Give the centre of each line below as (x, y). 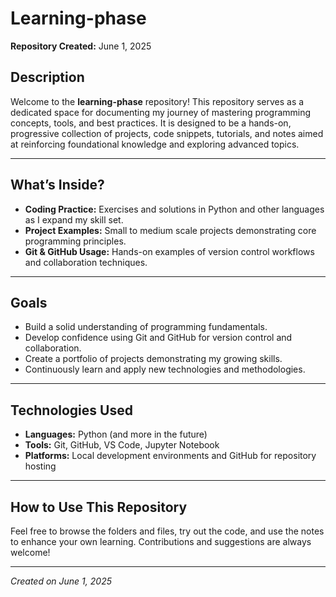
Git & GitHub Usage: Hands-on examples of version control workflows (169, 251)
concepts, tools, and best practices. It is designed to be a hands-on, (151, 123)
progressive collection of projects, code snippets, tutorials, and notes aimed (167, 133)
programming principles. (75, 241)
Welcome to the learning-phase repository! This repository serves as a (157, 101)
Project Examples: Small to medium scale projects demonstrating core (170, 230)
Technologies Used (71, 410)
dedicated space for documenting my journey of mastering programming (161, 112)
